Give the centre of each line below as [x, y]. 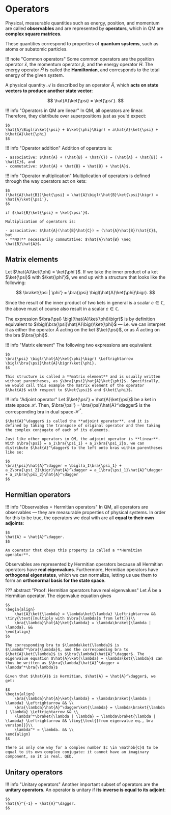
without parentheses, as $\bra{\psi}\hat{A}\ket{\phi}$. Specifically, [83, 381]
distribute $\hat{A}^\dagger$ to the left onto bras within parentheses [84, 448]
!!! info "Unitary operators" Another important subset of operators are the [82, 784]
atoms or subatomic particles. [36, 49]
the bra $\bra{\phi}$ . [27, 335]
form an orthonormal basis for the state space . [55, 580]
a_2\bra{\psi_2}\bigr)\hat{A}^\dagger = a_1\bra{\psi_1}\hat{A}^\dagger [84, 470]
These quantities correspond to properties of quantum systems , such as [82, 43]
